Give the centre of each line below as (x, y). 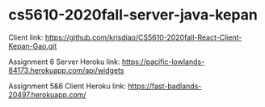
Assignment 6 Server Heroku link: (64, 62)
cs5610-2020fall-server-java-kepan (133, 15)
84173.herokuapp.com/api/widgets (66, 70)
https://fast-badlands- (165, 86)
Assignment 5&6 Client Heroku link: (67, 86)
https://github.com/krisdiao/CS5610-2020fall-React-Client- (143, 37)
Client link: (26, 37)
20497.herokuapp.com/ (47, 94)
